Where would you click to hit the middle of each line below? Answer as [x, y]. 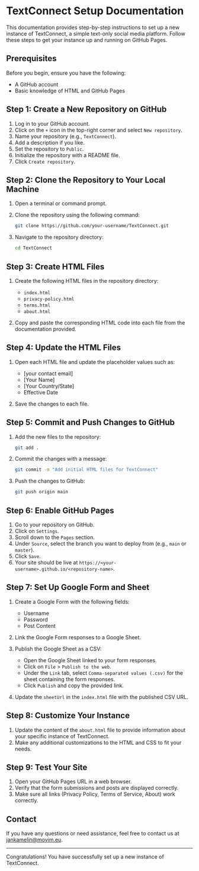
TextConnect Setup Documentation [95, 11]
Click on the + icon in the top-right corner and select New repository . [98, 130]
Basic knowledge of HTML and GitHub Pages [70, 91]
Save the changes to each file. [52, 404]
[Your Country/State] [49, 386]
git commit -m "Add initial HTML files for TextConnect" [86, 470]
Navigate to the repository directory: [59, 237]
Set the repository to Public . [49, 149]
